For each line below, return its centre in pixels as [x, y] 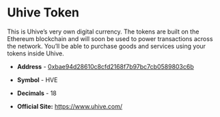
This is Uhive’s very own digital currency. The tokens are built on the [103, 31]
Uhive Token [43, 13]
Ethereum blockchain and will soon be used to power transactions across [110, 38]
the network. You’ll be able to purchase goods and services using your [107, 46]
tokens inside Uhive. [36, 53]
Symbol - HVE [37, 79]
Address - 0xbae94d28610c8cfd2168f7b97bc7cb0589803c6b [106, 66]
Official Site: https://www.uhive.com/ [70, 106]
